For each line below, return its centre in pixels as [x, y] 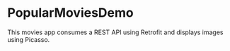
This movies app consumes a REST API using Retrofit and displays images [115, 32]
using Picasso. [29, 39]
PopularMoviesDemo [70, 13]
